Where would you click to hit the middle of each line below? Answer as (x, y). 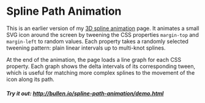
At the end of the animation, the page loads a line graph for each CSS (94, 59)
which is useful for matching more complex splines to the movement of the (101, 72)
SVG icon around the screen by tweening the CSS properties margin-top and (102, 34)
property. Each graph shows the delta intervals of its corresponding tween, (101, 66)
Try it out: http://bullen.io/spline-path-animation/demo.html (85, 93)
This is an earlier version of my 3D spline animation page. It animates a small (103, 28)
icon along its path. (31, 79)
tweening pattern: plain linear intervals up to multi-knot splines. (86, 48)
